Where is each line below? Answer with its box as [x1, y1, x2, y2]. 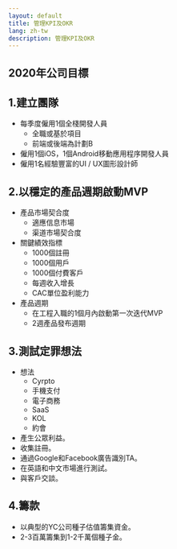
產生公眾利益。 [19, 433, 70, 443]
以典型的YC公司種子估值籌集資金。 [19, 522, 136, 531]
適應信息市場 [31, 218, 74, 228]
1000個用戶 [31, 258, 70, 268]
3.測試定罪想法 [8, 344, 82, 358]
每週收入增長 [31, 279, 74, 288]
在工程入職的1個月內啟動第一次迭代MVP [31, 308, 163, 318]
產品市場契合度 [19, 208, 70, 217]
